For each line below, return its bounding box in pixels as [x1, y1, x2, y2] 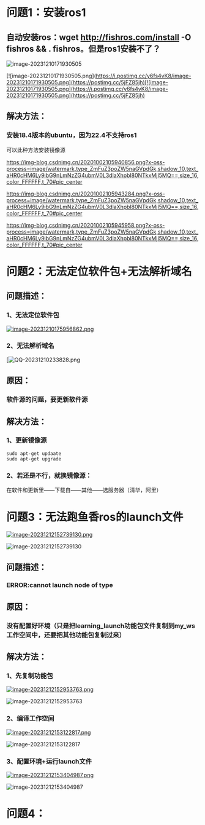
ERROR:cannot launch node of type [6, 581, 113, 590]
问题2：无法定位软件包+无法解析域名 [6, 264, 192, 278]
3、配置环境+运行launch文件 [6, 757, 92, 765]
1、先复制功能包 [6, 671, 53, 680]
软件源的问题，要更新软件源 [6, 395, 88, 404]
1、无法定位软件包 [6, 311, 59, 320]
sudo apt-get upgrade [6, 456, 62, 462]
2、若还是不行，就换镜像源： [6, 471, 92, 480]
